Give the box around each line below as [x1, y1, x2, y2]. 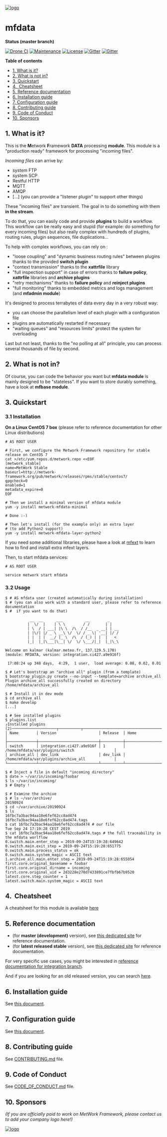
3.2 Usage [5, 584, 31, 591]
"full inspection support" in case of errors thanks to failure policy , [12, 269, 148, 275]
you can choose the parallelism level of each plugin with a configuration [12, 309, 160, 315]
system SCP [12, 172, 38, 179]
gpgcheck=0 [5, 478, 28, 483]
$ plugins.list [5, 717, 37, 722]
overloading [12, 331, 37, 337]
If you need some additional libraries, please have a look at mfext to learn [5, 540, 156, 546]
